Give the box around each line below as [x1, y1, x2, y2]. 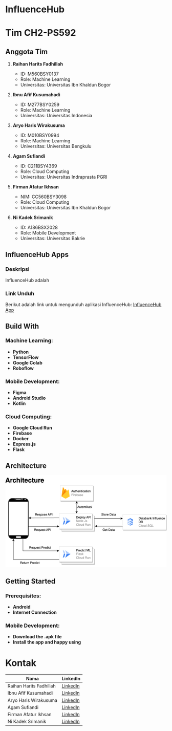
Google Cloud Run [12, 425, 52, 431]
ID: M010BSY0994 [20, 132, 60, 139]
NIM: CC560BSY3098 [20, 193, 67, 200]
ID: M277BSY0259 [20, 101, 60, 108]
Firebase [12, 430, 32, 436]
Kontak [5, 657, 37, 669]
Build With [5, 321, 39, 331]
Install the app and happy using [12, 639, 81, 646]
